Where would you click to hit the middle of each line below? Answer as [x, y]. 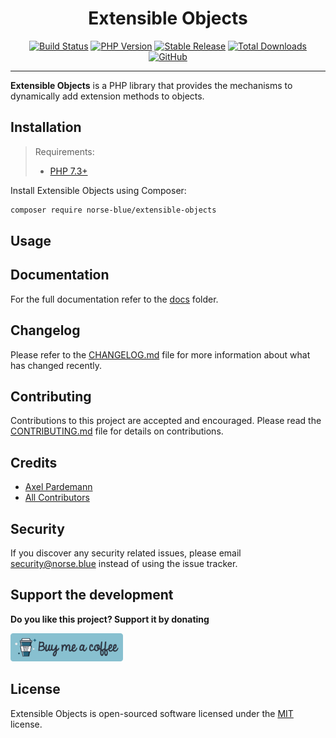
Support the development [92, 595]
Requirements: [64, 151]
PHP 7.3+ [68, 171]
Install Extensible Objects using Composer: [98, 190]
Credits [34, 462]
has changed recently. [56, 365]
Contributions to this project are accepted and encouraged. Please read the [166, 421]
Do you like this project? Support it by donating [110, 619]
